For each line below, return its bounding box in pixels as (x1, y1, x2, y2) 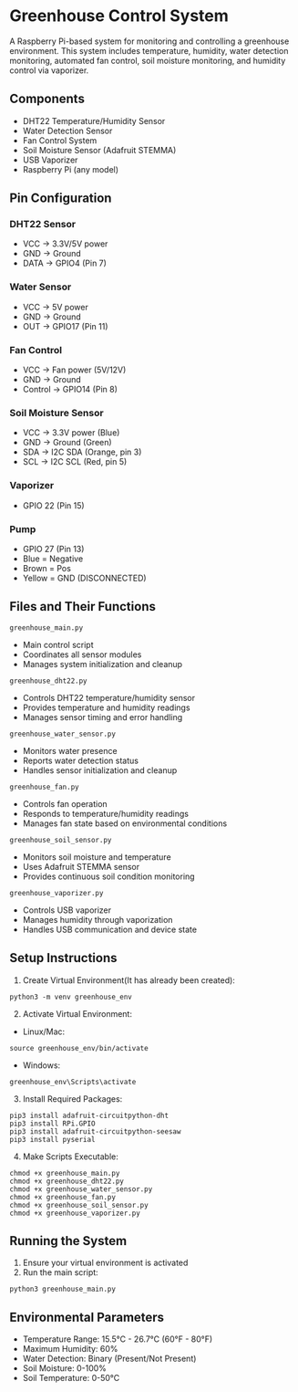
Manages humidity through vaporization (22, 914, 173, 925)
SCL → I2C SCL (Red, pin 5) (22, 456, 128, 467)
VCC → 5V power (22, 301, 88, 312)
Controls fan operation (22, 798, 108, 809)
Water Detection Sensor (22, 125, 113, 136)
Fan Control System (22, 134, 98, 146)
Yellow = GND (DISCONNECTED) (22, 572, 148, 583)
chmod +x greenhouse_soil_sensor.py (9, 1200, 149, 1209)
